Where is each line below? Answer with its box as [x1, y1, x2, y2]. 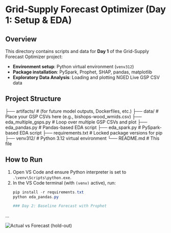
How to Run [5, 156, 43, 164]
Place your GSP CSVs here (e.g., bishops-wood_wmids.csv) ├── [5, 113, 142, 119]
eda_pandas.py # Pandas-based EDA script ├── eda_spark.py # [5, 124, 141, 131]
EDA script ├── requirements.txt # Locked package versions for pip [19, 130, 163, 136]
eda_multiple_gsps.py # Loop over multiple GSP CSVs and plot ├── [5, 119, 148, 125]
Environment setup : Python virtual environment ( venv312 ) [12, 64, 134, 69]
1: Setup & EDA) [5, 14, 72, 26]
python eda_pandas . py [12, 194, 59, 199]
